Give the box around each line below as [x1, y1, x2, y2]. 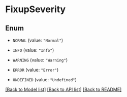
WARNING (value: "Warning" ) [12, 57, 68, 63]
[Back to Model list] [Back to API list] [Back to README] [5, 86, 122, 92]
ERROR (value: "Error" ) [12, 67, 59, 73]
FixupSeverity [5, 4, 66, 15]
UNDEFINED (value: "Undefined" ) [12, 77, 77, 82]
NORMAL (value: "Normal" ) [12, 37, 63, 43]
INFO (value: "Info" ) [12, 47, 54, 53]
